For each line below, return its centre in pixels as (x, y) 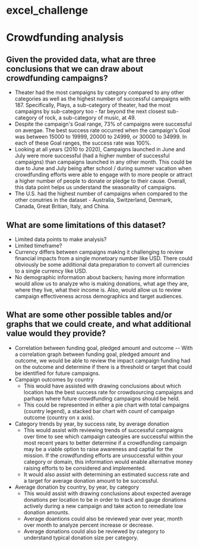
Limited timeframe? (38, 246)
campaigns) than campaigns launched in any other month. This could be (103, 162)
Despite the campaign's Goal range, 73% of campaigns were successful (103, 124)
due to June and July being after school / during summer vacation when (103, 168)
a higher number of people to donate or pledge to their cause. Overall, (100, 181)
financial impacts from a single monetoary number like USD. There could (104, 258)
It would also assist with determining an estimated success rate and (107, 474)
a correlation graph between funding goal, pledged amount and (92, 354)
